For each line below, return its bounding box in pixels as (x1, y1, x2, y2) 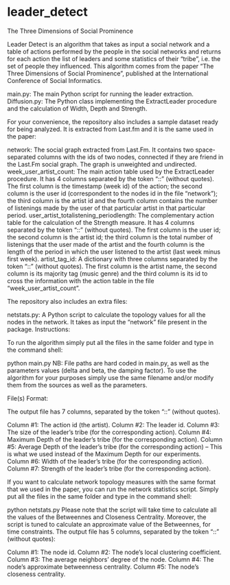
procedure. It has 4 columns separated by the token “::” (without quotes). (7, 174, 214, 182)
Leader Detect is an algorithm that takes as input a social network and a (7, 40, 210, 48)
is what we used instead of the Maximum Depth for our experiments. (7, 450, 201, 458)
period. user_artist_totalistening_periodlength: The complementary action (7, 211, 215, 219)
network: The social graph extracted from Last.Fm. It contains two (7, 145, 194, 154)
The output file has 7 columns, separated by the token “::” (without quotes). (7, 407, 221, 416)
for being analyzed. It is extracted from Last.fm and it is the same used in (7, 125, 214, 133)
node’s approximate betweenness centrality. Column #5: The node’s (7, 562, 199, 571)
